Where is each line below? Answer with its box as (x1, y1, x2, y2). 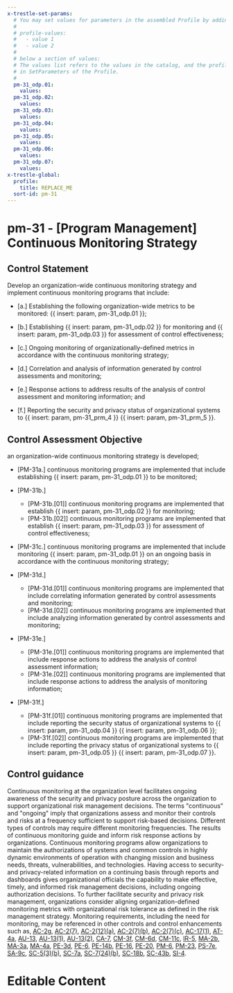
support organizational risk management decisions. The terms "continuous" (7, 802, 224, 810)
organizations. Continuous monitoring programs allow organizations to (7, 838, 208, 847)
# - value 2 (13, 42, 54, 49)
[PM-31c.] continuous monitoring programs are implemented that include (17, 542, 226, 551)
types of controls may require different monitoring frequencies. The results (7, 823, 221, 832)
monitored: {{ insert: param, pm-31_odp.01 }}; (17, 309, 147, 318)
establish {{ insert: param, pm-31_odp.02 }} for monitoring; (27, 507, 196, 515)
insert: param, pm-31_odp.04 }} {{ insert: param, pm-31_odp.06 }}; (27, 726, 217, 734)
